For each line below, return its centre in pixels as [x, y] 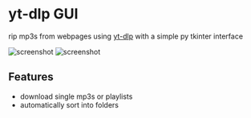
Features [31, 77]
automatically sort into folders [69, 104]
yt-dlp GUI [43, 14]
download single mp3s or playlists [76, 96]
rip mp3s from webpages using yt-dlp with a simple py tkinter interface [125, 36]
